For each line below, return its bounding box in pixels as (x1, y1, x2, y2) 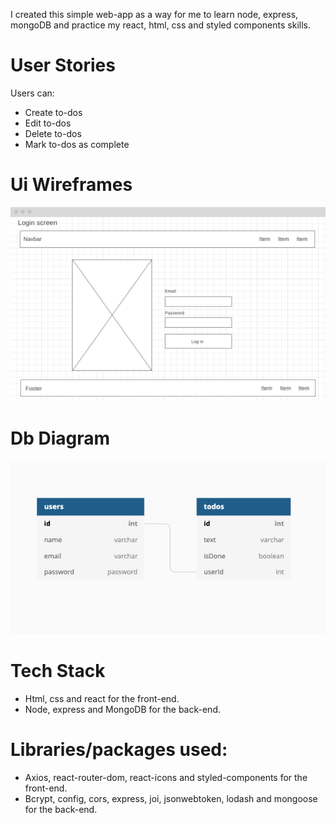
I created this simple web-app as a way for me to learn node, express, (10, 9, 299, 20)
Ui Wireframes (10, 174, 133, 196)
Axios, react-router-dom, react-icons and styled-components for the (24, 771, 308, 783)
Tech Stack (10, 660, 106, 683)
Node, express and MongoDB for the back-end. (24, 704, 221, 715)
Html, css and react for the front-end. (24, 693, 180, 704)
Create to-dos (24, 106, 83, 118)
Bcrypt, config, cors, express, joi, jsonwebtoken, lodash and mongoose (24, 792, 318, 804)
